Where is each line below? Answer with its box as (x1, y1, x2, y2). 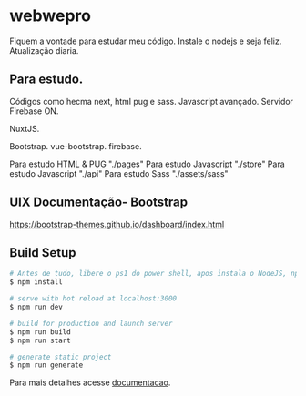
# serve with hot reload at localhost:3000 (9, 294, 178, 303)
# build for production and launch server (9, 319, 173, 328)
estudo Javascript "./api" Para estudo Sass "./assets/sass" (9, 168, 229, 178)
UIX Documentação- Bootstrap (9, 195, 189, 210)
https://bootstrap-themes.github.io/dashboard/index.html (9, 218, 225, 229)
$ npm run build (9, 327, 71, 337)
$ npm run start (9, 336, 71, 345)
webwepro (9, 5, 92, 26)
